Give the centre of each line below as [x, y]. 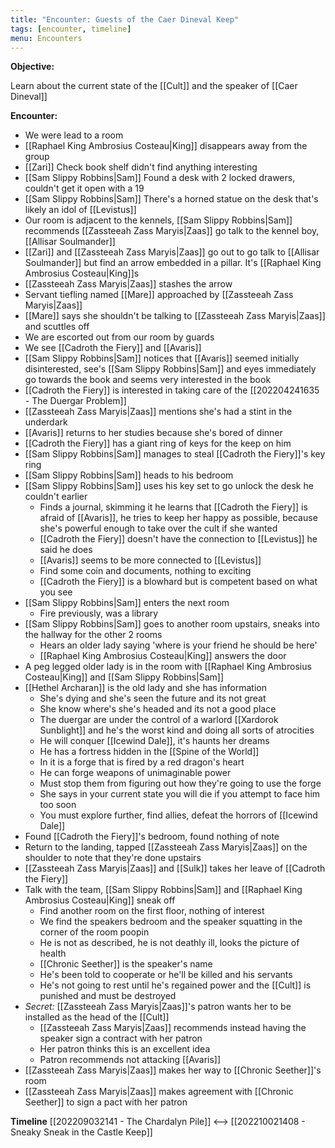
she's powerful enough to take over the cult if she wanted [158, 528]
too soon [58, 805]
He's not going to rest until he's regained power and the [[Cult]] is [175, 985]
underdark [46, 422]
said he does [66, 550]
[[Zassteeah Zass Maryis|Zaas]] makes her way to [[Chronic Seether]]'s [173, 1070]
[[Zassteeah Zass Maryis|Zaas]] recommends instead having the [173, 1028]
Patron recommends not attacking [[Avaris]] [130, 1060]
